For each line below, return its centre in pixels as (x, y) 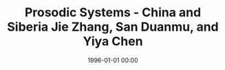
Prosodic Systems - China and (113, 13)
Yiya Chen (113, 41)
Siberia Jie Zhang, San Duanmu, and (113, 27)
